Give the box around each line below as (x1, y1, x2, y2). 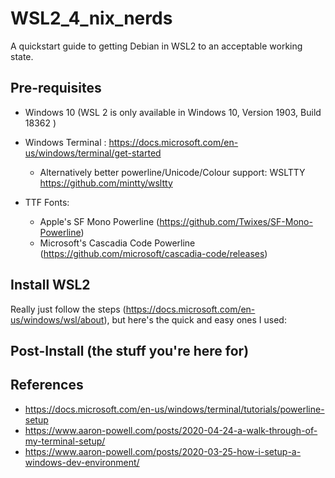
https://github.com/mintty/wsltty (39, 177, 173, 189)
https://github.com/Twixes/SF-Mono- (159, 215, 313, 227)
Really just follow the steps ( (10, 303, 127, 315)
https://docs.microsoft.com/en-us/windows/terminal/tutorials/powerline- (24, 403, 325, 415)
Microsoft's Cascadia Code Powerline (39, 237, 196, 249)
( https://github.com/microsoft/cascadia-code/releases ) (39, 247, 268, 259)
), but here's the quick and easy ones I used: (103, 313, 287, 326)
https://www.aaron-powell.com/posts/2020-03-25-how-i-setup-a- (24, 445, 302, 457)
